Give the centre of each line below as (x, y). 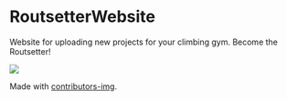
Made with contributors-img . (63, 86)
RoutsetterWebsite (82, 17)
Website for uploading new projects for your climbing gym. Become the (144, 42)
